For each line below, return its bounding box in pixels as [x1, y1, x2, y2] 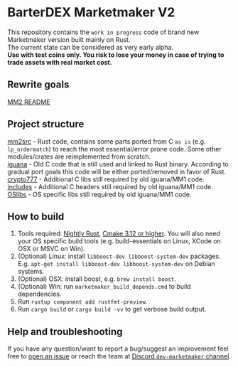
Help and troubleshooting [7, 325, 123, 338]
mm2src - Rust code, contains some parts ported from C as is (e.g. [7, 137, 206, 146]
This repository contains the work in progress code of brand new [7, 28, 200, 36]
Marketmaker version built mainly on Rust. [7, 35, 131, 43]
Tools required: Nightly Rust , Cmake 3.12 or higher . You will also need [17, 229, 220, 238]
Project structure [7, 118, 85, 130]
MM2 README [7, 97, 51, 106]
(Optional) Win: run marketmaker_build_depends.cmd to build [17, 282, 191, 291]
